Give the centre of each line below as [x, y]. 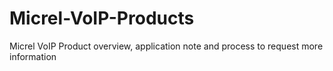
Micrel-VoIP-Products [102, 18]
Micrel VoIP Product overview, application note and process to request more [166, 46]
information [33, 56]
